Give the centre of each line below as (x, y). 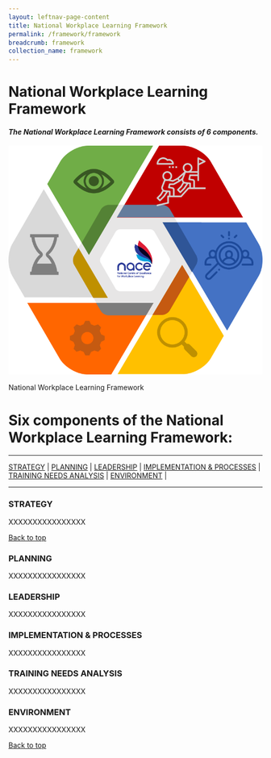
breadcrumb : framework (46, 43)
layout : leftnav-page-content (59, 17)
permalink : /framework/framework (65, 34)
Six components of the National (116, 420)
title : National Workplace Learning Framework (88, 25)
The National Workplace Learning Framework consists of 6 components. (133, 131)
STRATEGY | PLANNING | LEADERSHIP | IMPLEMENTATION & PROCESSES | (134, 467)
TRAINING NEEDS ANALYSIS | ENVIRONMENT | (88, 476)
